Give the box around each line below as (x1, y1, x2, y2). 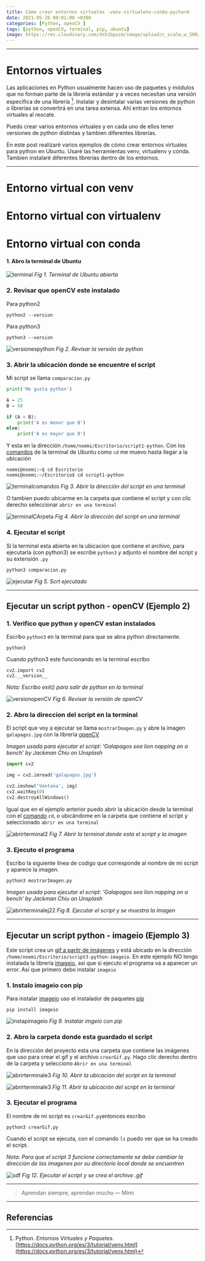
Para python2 (6, 300, 41, 307)
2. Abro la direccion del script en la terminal (6, 711, 138, 719)
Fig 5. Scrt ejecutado (34, 578, 87, 585)
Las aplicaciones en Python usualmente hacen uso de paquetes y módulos (6, 84, 195, 92)
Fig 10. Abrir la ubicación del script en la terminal (52, 1071, 176, 1078)
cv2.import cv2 (6, 667, 45, 674)
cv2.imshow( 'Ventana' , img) (6, 783, 78, 790)
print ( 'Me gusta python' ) (6, 386, 72, 393)
